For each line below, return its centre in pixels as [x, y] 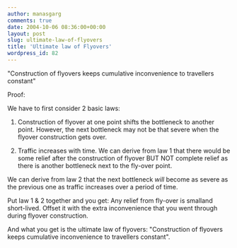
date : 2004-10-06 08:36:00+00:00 [57, 27]
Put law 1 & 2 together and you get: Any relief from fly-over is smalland [110, 200]
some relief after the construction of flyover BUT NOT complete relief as [123, 158]
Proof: [16, 94]
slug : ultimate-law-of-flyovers [55, 40]
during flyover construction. [48, 215]
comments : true [30, 20]
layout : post [27, 34]
